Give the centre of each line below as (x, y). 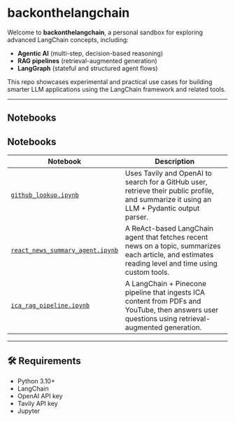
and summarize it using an (168, 200)
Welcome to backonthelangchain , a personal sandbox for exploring (105, 32)
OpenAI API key (40, 396)
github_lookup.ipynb (45, 195)
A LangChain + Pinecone (165, 284)
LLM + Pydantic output (162, 208)
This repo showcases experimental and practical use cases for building (110, 81)
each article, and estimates (169, 255)
